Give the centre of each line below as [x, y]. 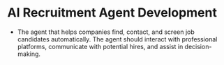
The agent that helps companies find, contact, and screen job [106, 32]
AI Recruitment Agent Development [112, 13]
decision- [198, 46]
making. [29, 54]
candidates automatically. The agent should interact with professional [117, 39]
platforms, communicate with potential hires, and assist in [100, 46]
